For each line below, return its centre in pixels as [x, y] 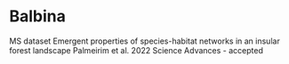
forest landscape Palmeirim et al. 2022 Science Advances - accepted [136, 50]
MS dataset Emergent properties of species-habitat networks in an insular [144, 41]
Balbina [38, 16]
